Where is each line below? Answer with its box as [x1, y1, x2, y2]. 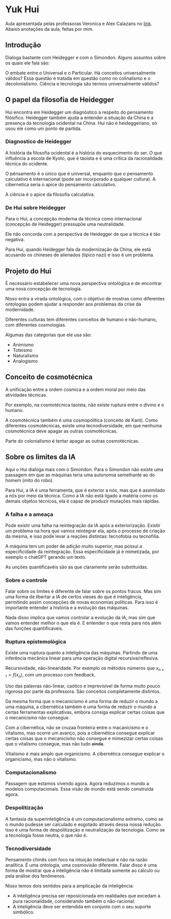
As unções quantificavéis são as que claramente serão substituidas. [5, 564, 149, 570]
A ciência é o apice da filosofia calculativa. [5, 191, 95, 198]
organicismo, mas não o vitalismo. [5, 756, 77, 762]
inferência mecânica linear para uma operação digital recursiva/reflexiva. [5, 655, 159, 661]
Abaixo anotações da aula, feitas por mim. [5, 26, 94, 32]
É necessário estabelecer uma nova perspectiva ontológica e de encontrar [5, 280, 162, 286]
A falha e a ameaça [5, 511, 54, 518]
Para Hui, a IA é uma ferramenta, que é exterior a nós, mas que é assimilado [5, 487, 165, 493]
